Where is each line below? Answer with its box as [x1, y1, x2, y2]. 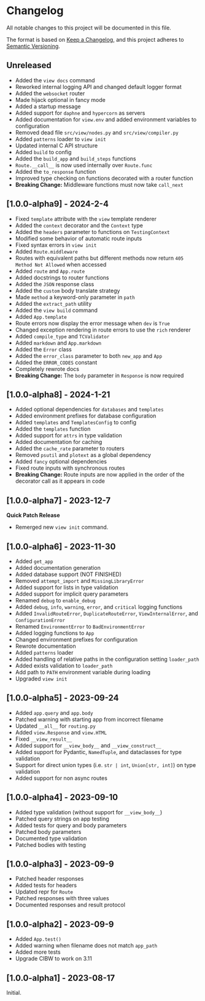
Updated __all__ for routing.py [15, 722, 96, 730]
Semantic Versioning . [6, 42, 60, 50]
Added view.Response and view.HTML [15, 728, 107, 736]
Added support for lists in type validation [15, 584, 118, 591]
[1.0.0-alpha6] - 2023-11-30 [6, 541, 116, 551]
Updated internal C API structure [15, 142, 98, 149]
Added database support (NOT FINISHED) [15, 571, 122, 578]
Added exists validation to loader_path [15, 662, 113, 669]
